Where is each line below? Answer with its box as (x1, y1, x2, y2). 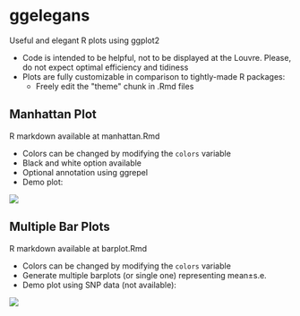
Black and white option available (21, 158, 141, 168)
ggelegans (9, 5, 90, 26)
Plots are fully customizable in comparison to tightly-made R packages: (21, 71, 286, 81)
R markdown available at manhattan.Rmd (9, 131, 160, 141)
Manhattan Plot (9, 107, 97, 122)
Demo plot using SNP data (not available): (21, 279, 177, 290)
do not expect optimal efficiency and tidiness (21, 62, 189, 73)
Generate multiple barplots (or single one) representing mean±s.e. (21, 269, 267, 280)
